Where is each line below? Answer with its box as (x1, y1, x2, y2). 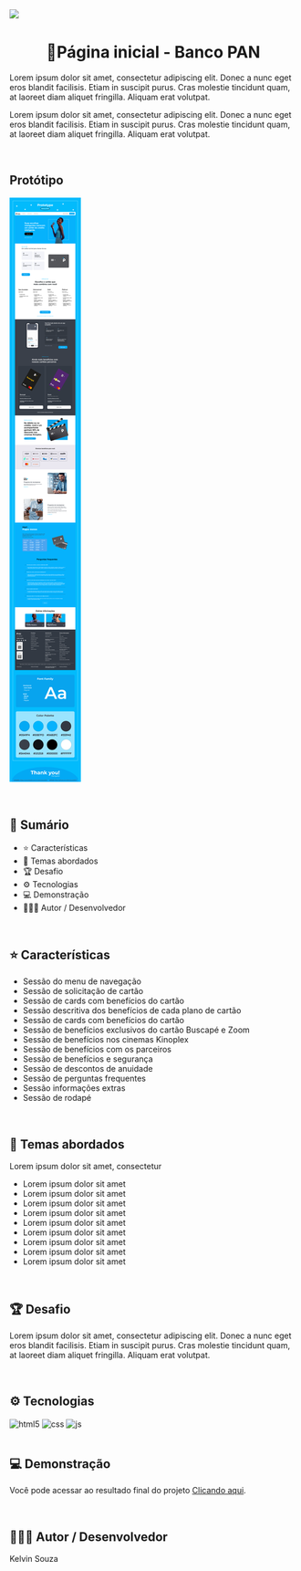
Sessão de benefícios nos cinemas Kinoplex (22, 1034, 189, 1045)
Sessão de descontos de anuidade (22, 1063, 153, 1074)
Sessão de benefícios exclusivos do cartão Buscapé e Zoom (22, 1024, 251, 1035)
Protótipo (9, 173, 64, 188)
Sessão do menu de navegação (22, 976, 141, 987)
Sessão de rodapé (22, 1093, 92, 1104)
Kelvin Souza (9, 1554, 59, 1565)
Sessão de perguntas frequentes (22, 1073, 146, 1084)
